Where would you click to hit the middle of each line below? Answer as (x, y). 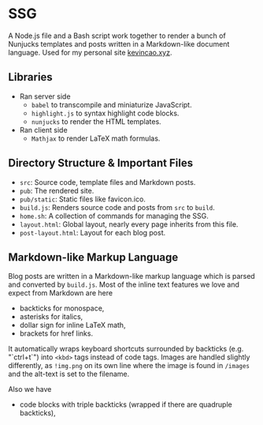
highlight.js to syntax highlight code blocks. (105, 113)
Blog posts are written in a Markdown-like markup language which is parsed (132, 276)
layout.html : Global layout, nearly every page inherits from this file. (129, 224)
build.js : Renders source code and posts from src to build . (117, 207)
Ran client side (44, 130)
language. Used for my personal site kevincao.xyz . (90, 52)
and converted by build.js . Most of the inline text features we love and (124, 284)
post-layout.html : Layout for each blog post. (93, 232)
